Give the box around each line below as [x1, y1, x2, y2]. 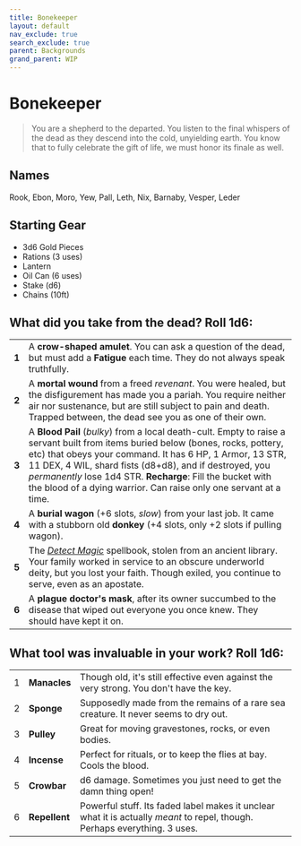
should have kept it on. [28, 615, 124, 627]
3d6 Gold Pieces [21, 241, 84, 252]
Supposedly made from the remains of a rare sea [80, 696, 286, 709]
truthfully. [28, 363, 70, 376]
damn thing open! [80, 785, 154, 798]
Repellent [28, 811, 70, 824]
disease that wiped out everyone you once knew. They [28, 604, 259, 617]
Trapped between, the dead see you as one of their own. [28, 411, 267, 424]
